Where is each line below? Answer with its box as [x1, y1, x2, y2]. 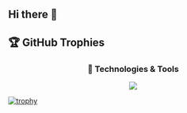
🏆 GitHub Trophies [8, 36, 105, 49]
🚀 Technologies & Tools [86, 63, 180, 74]
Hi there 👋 [8, 8, 58, 21]
